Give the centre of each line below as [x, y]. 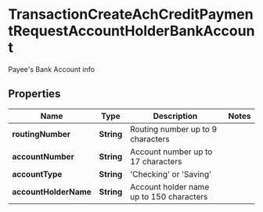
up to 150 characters [169, 196]
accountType [37, 174]
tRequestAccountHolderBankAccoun [131, 31]
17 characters [156, 161]
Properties [34, 94]
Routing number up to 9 [174, 129]
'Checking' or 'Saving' [171, 174]
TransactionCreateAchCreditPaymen [131, 14]
